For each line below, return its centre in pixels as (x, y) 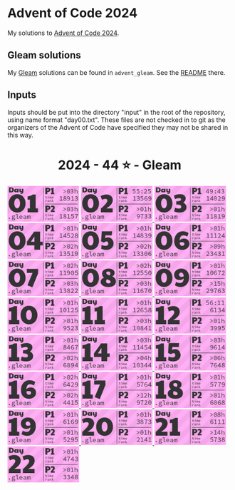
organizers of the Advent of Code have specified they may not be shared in (118, 127)
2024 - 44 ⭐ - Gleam (120, 165)
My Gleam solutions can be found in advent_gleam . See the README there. (116, 72)
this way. (20, 135)
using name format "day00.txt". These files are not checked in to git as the (116, 120)
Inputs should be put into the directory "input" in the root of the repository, (116, 112)
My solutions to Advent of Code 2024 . (63, 33)
